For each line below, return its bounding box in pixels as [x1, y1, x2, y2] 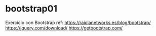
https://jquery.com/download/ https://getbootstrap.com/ [5, 24, 123, 30]
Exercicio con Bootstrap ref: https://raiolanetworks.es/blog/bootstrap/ [5, 19, 151, 25]
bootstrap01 [5, 3, 57, 14]
